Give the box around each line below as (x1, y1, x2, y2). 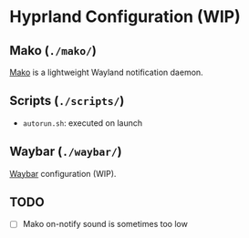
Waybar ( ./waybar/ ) (9, 144, 122, 160)
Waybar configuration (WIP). (9, 168, 117, 179)
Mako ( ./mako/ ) (9, 43, 98, 58)
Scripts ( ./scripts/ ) (9, 93, 125, 109)
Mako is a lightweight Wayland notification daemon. (9, 67, 203, 78)
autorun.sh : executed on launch (22, 117, 143, 129)
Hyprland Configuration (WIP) (9, 6, 242, 27)
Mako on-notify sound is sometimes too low (22, 219, 189, 230)
